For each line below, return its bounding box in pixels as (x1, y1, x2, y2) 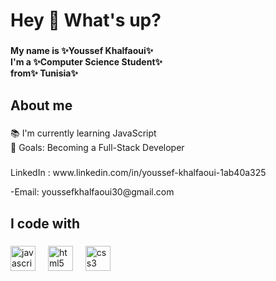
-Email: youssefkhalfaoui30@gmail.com (10, 186, 175, 198)
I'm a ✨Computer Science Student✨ (10, 56, 163, 68)
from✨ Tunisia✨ (10, 67, 78, 79)
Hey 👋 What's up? (10, 9, 162, 32)
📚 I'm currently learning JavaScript (10, 127, 157, 139)
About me (10, 97, 73, 114)
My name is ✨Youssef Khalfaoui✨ (10, 45, 154, 57)
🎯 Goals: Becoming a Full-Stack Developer (10, 142, 185, 154)
